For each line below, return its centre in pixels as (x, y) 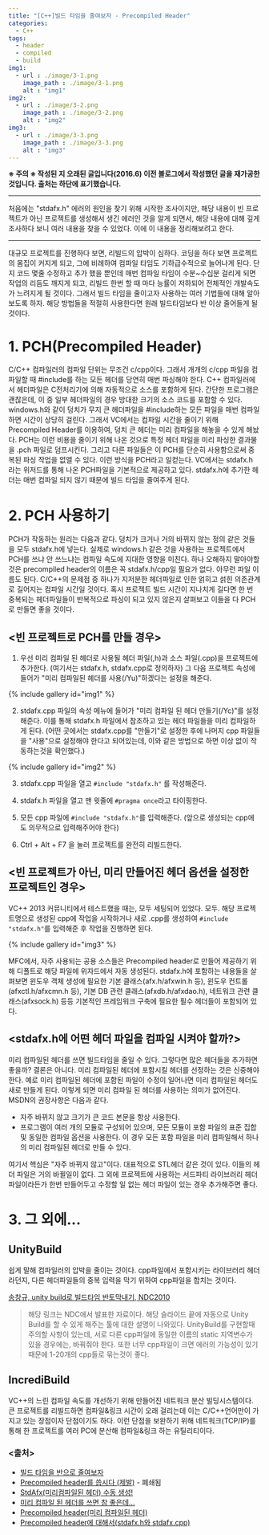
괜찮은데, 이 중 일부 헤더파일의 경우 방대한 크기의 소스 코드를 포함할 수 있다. (125, 400)
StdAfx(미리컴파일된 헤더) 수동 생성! (76, 1492)
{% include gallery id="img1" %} (62, 694)
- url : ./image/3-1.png (57, 75)
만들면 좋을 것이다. (45, 609)
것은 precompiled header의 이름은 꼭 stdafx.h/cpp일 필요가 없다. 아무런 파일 (129, 569)
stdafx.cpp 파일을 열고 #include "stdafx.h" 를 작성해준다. (113, 784)
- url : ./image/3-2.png (57, 105)
